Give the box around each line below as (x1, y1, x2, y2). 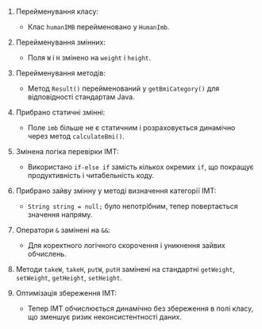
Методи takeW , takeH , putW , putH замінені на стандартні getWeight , (15, 265, 236, 273)
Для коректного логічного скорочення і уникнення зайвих (27, 241, 226, 250)
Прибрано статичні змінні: (15, 107, 106, 117)
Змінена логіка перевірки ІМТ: (15, 147, 119, 156)
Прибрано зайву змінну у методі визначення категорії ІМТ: (15, 186, 217, 195)
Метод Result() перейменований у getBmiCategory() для (27, 83, 220, 93)
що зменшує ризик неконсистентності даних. (27, 312, 183, 321)
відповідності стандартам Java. (27, 92, 135, 102)
